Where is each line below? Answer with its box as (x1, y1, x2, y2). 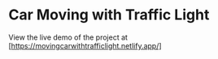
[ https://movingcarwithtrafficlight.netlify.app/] (8, 40, 162, 50)
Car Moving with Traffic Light (8, 6, 210, 24)
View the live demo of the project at (8, 32, 129, 42)
